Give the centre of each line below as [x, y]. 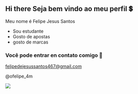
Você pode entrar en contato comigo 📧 [54, 55]
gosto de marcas [30, 42]
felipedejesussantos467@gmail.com [43, 66]
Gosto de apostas [31, 36]
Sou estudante [28, 31]
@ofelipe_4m [19, 76]
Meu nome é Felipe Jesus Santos [40, 21]
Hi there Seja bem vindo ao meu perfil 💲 [69, 9]
